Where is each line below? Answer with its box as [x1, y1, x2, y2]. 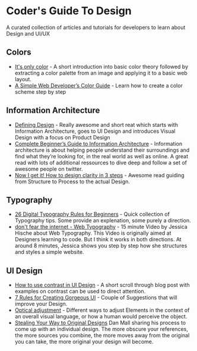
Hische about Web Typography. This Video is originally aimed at [14, 229, 171, 237]
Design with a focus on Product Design [14, 133, 111, 141]
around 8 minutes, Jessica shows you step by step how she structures [14, 242, 188, 250]
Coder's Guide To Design [6, 4, 132, 18]
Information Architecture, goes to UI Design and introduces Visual [14, 127, 176, 135]
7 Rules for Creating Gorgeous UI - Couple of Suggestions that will [14, 294, 177, 301]
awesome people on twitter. [14, 165, 83, 173]
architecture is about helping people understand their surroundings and [14, 146, 190, 154]
